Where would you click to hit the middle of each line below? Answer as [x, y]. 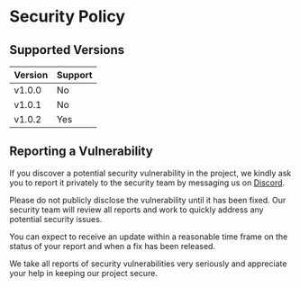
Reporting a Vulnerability [81, 152]
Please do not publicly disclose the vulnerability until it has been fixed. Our [148, 200]
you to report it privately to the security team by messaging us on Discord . [147, 183]
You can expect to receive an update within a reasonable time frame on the [149, 237]
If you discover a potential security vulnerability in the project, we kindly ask [150, 173]
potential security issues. [56, 219]
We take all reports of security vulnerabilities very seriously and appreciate [148, 264]
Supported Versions [67, 50]
